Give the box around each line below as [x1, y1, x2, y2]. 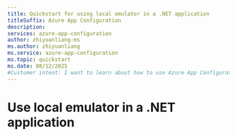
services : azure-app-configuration [7, 30, 112, 37]
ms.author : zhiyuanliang [7, 43, 80, 50]
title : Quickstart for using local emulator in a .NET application [7, 10, 210, 18]
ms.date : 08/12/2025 [7, 63, 68, 70]
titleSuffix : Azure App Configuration [7, 17, 121, 24]
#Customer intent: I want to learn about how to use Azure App [7, 69, 197, 76]
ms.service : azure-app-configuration [7, 50, 119, 57]
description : [7, 23, 46, 30]
